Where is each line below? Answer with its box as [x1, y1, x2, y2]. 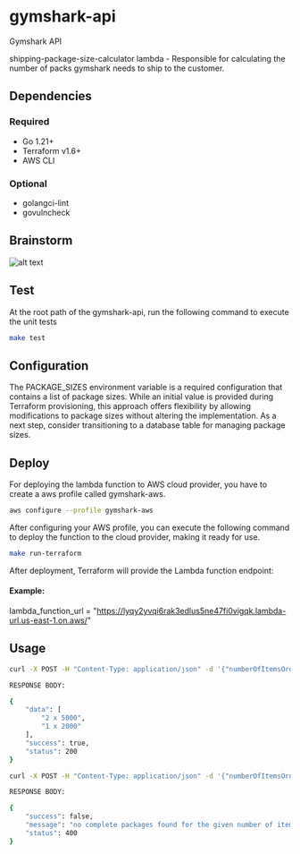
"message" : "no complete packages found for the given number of [25, 821, 274, 830]
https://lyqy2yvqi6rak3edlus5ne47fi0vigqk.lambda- [96, 606, 287, 616]
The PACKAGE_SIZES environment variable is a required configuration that [9, 382, 283, 393]
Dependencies [9, 89, 92, 104]
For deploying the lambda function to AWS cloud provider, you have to [9, 479, 268, 490]
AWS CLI [21, 155, 55, 166]
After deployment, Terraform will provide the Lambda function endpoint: [9, 565, 274, 576]
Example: [9, 585, 46, 596]
